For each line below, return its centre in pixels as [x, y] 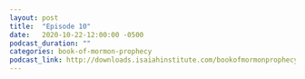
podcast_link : [36, 60]
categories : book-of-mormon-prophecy [81, 52]
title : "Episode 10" [50, 26]
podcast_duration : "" [50, 43]
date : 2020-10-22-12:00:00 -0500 [77, 35]
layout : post [34, 18]
